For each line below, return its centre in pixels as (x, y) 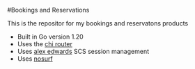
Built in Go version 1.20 (50, 37)
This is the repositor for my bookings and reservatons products (98, 23)
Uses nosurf (35, 59)
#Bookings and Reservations (48, 10)
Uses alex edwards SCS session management (83, 51)
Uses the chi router (45, 44)
